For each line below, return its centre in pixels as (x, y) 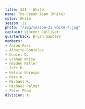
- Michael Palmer (22, 86)
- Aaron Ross (18, 46)
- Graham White (20, 59)
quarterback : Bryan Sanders (33, 37)
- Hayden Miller (21, 63)
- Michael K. (18, 81)
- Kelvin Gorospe (22, 73)
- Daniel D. (17, 54)
